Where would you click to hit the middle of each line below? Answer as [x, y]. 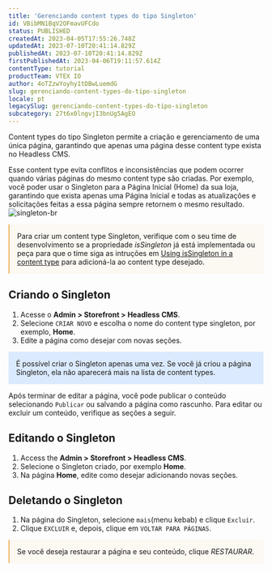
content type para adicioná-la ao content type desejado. [111, 262]
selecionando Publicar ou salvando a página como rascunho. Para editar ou [136, 404]
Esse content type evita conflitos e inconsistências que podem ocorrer [126, 170]
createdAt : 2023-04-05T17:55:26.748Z [72, 38]
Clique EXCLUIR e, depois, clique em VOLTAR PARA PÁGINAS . [116, 528]
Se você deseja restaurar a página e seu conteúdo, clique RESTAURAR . [136, 552]
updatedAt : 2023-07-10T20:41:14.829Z [72, 46]
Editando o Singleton [62, 438]
